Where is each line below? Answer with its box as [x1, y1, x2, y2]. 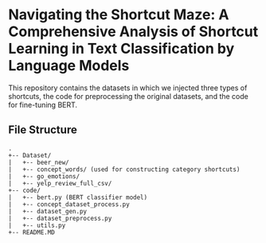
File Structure [8, 123, 77, 137]
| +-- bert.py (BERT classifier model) [8, 193, 148, 201]
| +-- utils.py [8, 221, 66, 229]
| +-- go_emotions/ [8, 172, 80, 181]
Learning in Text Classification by [8, 40, 235, 58]
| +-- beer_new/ [8, 158, 69, 166]
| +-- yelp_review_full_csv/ [8, 179, 112, 187]
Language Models [8, 57, 130, 75]
